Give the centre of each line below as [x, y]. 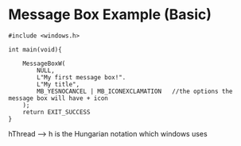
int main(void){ [35, 49]
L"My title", [58, 84]
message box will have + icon [58, 98]
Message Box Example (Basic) [110, 15]
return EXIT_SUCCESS [56, 112]
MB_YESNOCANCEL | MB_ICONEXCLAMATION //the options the [135, 91]
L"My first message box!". [82, 77]
